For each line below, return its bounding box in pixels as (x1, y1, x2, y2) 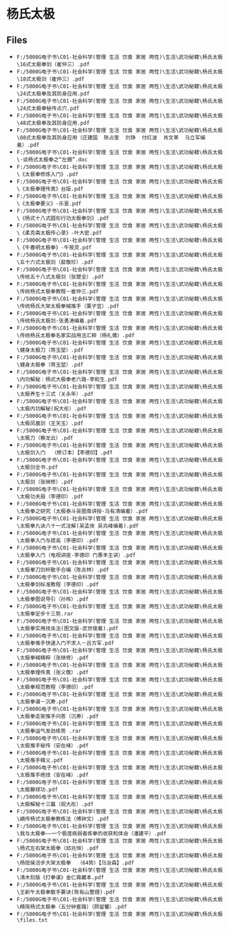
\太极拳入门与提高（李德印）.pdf (16, 537, 99, 544)
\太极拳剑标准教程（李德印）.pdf (16, 581, 99, 588)
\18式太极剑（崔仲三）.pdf (16, 76, 85, 83)
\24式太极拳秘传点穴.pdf (16, 105, 80, 112)
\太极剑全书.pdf (16, 464, 59, 471)
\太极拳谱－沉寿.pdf (16, 698, 68, 705)
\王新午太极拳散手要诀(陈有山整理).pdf (16, 889, 116, 896)
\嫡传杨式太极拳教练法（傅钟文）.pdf (16, 816, 109, 822)
